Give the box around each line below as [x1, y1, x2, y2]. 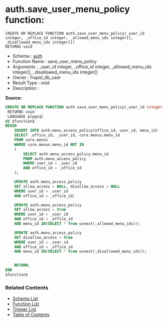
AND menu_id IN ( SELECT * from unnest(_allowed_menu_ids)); [14, 221, 140, 226]
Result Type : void [12, 80, 50, 86]
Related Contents [5, 284, 49, 291]
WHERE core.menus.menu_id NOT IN [14, 142, 84, 147]
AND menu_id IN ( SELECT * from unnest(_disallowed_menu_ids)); [14, 249, 147, 254]
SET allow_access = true [14, 207, 66, 212]
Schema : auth [12, 53, 43, 59]
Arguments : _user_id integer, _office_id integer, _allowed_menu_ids [12, 63, 152, 70]
